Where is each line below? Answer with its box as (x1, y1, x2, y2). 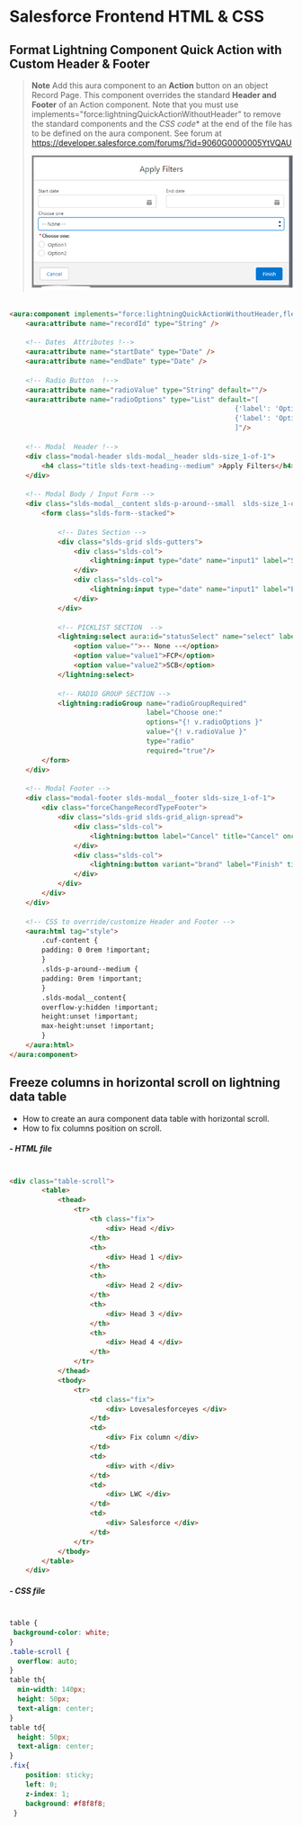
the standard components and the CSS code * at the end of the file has (31, 119, 293, 129)
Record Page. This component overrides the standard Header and (31, 90, 277, 100)
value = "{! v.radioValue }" (146, 728, 247, 737)
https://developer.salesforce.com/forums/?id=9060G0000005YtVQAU (31, 138, 292, 148)
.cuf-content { (41, 936, 99, 945)
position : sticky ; (25, 1771, 94, 1780)
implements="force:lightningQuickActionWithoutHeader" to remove (31, 109, 281, 119)
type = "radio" (146, 737, 195, 746)
